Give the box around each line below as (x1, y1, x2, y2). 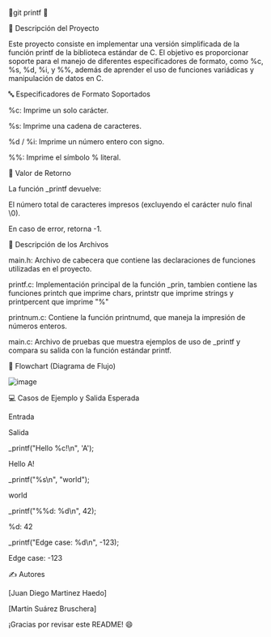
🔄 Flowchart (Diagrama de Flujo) (8, 361, 116, 370)
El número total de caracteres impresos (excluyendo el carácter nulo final (8, 199, 252, 209)
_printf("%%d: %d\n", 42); (8, 507, 97, 515)
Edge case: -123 (8, 554, 63, 562)
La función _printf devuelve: (8, 184, 102, 194)
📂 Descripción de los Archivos (8, 240, 109, 249)
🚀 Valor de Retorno (8, 169, 71, 177)
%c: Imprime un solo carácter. (8, 105, 109, 115)
